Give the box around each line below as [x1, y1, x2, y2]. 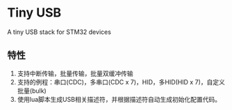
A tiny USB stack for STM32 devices [7, 28, 111, 36]
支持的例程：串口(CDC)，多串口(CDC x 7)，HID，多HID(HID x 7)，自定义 [17, 77, 226, 86]
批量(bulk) [17, 86, 47, 95]
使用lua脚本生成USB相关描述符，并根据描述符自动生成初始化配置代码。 [17, 95, 221, 103]
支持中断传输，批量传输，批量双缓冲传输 [17, 69, 133, 77]
